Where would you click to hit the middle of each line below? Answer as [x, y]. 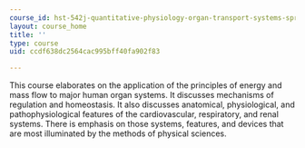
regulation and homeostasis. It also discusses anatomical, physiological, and [152, 104]
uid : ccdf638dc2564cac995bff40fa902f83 [85, 52]
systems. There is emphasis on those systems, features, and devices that [147, 124]
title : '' [28, 35]
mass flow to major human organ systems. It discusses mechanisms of [142, 95]
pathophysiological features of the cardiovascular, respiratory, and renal [144, 114]
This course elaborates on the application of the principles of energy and [146, 85]
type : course [34, 43]
